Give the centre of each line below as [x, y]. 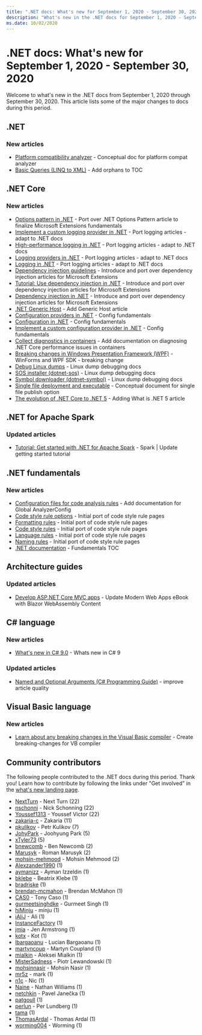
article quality [32, 688]
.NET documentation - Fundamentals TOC [67, 548]
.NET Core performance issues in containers [70, 347]
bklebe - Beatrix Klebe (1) [46, 878]
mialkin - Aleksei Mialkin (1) [49, 955]
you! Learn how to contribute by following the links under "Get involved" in [99, 783]
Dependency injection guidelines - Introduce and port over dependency [104, 270]
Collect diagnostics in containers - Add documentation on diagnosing [101, 340]
